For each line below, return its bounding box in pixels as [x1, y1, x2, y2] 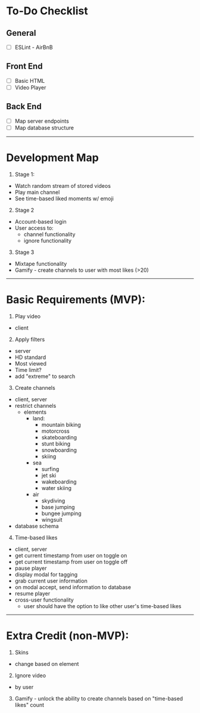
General [6, 28, 37, 38]
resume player [14, 590, 51, 597]
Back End [6, 101, 42, 111]
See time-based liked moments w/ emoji [14, 195, 114, 202]
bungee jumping [41, 510, 82, 517]
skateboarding [41, 433, 77, 441]
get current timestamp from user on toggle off [14, 558, 128, 565]
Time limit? [14, 366, 42, 373]
